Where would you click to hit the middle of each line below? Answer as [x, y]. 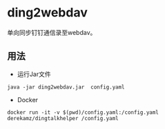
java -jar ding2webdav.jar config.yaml [66, 87]
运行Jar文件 [34, 74]
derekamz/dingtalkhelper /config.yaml [63, 118]
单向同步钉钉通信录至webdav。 [52, 32]
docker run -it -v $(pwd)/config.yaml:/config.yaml [83, 112]
